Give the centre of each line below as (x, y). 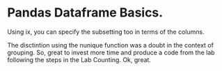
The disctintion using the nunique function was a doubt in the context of (111, 45)
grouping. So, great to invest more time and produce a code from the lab (111, 52)
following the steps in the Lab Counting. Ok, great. (79, 59)
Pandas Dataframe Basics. (85, 13)
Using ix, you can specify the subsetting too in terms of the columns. (106, 32)
